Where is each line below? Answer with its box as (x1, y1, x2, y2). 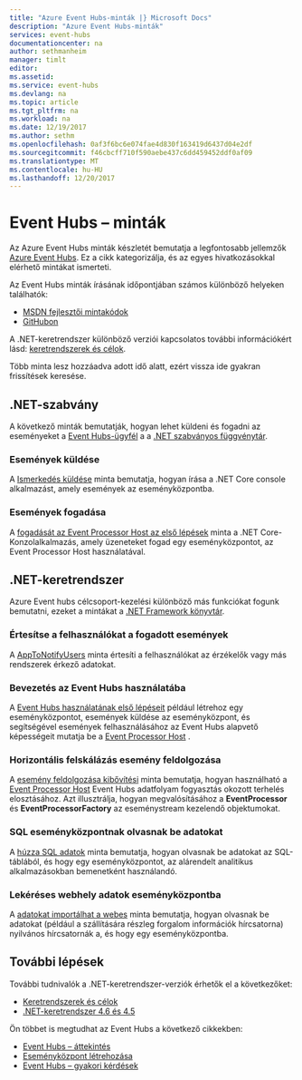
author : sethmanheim (9, 47, 88, 56)
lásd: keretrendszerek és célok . (9, 344, 127, 355)
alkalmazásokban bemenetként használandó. (9, 865, 178, 876)
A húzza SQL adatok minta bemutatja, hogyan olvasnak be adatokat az (9, 846, 273, 857)
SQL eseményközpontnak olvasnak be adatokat (9, 826, 223, 839)
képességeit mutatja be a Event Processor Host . (9, 731, 191, 742)
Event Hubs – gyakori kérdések (22, 1060, 138, 1071)
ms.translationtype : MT (9, 156, 99, 166)
